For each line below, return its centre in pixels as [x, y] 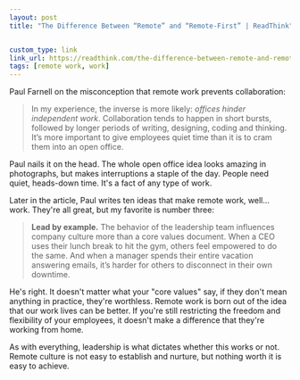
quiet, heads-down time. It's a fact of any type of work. [111, 183]
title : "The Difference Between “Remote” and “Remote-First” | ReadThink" [151, 26]
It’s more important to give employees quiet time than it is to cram [151, 137]
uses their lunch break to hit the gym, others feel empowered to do [154, 246]
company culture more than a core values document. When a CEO [153, 236]
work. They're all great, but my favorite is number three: [112, 210]
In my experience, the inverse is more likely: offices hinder [138, 109]
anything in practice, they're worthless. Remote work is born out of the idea [148, 302]
